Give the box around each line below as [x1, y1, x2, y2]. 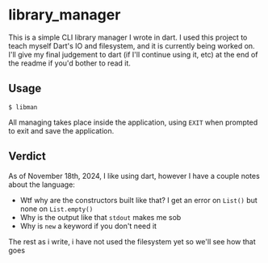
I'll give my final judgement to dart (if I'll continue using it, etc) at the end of [8, 49, 258, 59]
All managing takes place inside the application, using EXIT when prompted [8, 117, 258, 127]
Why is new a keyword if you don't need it [19, 221, 157, 231]
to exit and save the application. [8, 125, 115, 135]
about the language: [8, 180, 75, 189]
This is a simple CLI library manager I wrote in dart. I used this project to [8, 32, 248, 42]
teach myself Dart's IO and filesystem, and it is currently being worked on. [8, 40, 256, 50]
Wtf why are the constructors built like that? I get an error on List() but [19, 195, 258, 205]
